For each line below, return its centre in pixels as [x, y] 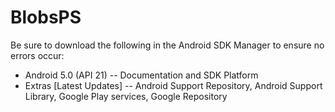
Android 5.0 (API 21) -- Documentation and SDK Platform [141, 75]
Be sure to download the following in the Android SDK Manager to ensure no [167, 45]
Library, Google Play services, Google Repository [126, 96]
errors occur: [37, 55]
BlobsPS [46, 17]
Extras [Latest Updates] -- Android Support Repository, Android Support [173, 85]
